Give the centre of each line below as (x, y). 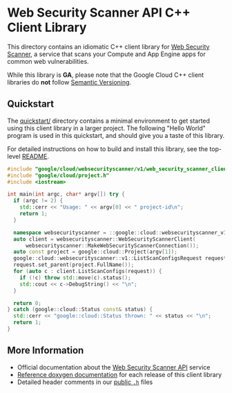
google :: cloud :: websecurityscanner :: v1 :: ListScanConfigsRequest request (120, 259)
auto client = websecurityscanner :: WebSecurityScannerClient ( (105, 239)
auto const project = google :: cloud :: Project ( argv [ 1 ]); (95, 252)
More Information (46, 350)
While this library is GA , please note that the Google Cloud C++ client (106, 75)
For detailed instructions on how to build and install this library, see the (108, 149)
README (35, 156)
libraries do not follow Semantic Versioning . (69, 82)
